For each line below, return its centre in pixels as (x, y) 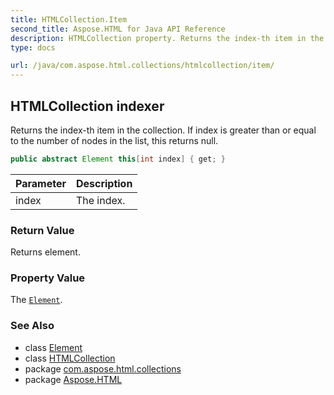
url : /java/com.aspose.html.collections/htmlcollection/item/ (142, 66)
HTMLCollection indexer (87, 106)
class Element (53, 347)
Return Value (42, 230)
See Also (32, 326)
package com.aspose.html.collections (103, 368)
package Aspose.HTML (73, 379)
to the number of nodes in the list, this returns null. (114, 140)
